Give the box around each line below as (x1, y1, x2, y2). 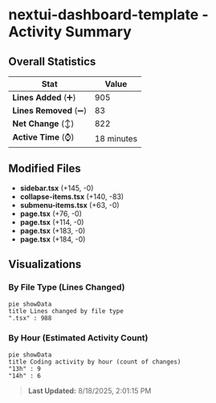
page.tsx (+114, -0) (19, 217, 84, 226)
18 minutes (94, 132, 138, 144)
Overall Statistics (8, 55, 96, 68)
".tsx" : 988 (8, 314, 52, 322)
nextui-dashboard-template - (8, 6, 209, 24)
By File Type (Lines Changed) (8, 282, 125, 293)
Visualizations (8, 258, 82, 271)
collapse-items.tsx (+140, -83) (19, 191, 124, 201)
